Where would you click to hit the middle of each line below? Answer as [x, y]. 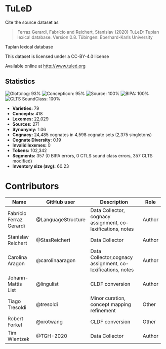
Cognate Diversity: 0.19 [37, 140]
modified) [22, 161]
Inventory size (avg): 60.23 [41, 166]
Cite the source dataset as [32, 22]
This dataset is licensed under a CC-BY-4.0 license [57, 56]
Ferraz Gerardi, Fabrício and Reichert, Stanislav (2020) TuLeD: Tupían [88, 32]
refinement [103, 310]
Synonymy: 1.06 [29, 129]
